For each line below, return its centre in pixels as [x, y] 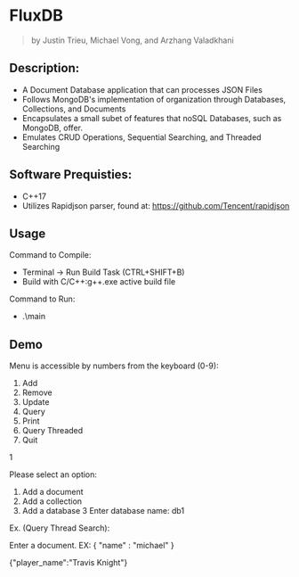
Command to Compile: [50, 255]
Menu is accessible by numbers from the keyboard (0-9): [114, 366]
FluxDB [36, 16]
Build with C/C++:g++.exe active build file [99, 282]
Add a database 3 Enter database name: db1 [103, 511]
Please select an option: [53, 474]
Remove [37, 392]
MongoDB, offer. [52, 128]
